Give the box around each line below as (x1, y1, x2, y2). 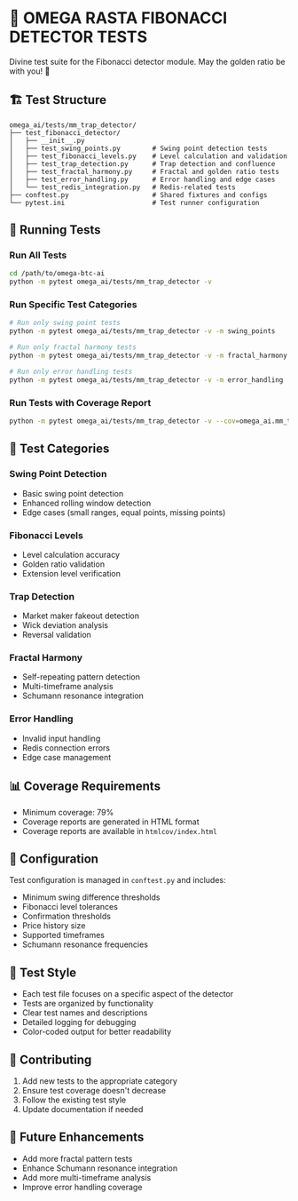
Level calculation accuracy (21, 549, 121, 560)
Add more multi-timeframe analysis (21, 1172, 152, 1182)
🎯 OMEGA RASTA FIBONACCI (9, 8, 228, 28)
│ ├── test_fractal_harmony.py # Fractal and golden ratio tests (9, 167, 279, 176)
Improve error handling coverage (21, 1181, 143, 1192)
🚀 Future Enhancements (9, 1130, 145, 1145)
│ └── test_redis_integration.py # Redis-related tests (9, 182, 237, 192)
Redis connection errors (21, 742, 111, 753)
